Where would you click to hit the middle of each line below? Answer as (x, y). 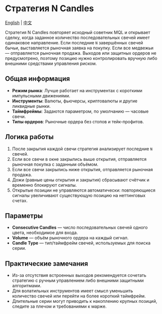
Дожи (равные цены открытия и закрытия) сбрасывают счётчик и (81, 180)
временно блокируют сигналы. (44, 185)
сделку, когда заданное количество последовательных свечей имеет (77, 38)
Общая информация (38, 79)
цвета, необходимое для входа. (45, 233)
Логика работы (29, 137)
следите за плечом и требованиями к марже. (59, 306)
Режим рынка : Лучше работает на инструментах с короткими (77, 90)
